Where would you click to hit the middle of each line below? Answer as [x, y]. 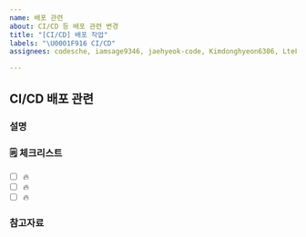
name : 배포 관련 [36, 18]
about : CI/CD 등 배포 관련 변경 [64, 26]
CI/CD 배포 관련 [51, 99]
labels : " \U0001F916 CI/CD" [63, 43]
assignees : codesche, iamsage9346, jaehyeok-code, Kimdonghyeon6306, [144, 52]
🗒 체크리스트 [36, 153]
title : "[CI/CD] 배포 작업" [59, 35]
